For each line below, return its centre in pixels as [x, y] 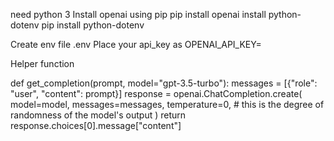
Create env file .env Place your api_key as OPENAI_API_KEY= [136, 44]
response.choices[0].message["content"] [96, 125]
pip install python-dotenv [93, 25]
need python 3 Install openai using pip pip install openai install [138, 14]
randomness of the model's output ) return [98, 115]
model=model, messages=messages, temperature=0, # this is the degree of [167, 104]
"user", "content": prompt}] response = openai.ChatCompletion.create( [156, 93]
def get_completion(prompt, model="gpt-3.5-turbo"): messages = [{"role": [164, 83]
